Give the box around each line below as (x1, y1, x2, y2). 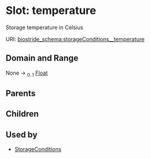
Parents (5, 88, 36, 98)
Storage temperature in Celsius (5, 24, 84, 31)
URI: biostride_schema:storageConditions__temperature (5, 35, 145, 42)
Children (5, 109, 39, 119)
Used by (5, 129, 38, 140)
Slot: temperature (5, 4, 96, 18)
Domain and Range (5, 53, 79, 64)
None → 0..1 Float (5, 69, 48, 78)
